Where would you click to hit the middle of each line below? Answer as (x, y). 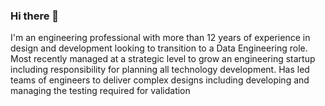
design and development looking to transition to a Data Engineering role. (159, 48)
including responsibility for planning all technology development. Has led (160, 70)
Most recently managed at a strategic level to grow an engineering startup (163, 59)
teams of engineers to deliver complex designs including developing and (160, 80)
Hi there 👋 (35, 16)
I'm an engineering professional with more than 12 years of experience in (160, 38)
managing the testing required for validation (100, 91)
